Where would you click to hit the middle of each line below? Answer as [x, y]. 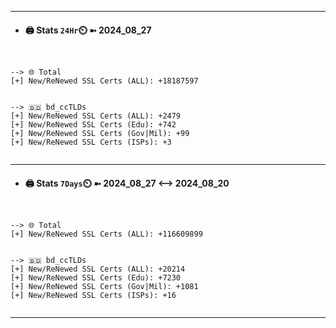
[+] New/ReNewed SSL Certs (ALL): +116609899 [106, 234]
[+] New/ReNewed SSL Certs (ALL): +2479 [96, 116]
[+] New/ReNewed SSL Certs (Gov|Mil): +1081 [104, 287]
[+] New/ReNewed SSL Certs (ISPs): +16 [93, 296]
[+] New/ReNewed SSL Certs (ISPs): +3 [91, 142]
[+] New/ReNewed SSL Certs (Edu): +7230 [96, 278]
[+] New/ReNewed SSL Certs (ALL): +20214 [98, 269]
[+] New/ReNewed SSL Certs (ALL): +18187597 [104, 81]
